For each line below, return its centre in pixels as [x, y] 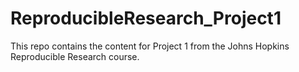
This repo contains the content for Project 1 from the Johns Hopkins [150, 46]
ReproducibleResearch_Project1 [146, 18]
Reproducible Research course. [75, 56]
